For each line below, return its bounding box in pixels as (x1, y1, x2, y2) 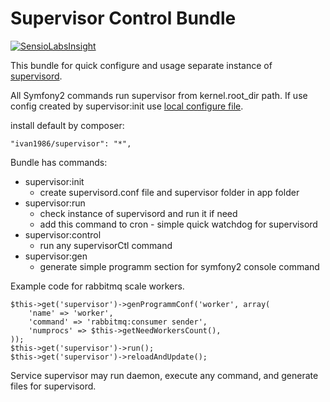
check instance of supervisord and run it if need (39, 207, 238, 219)
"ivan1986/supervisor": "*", (10, 138, 132, 149)
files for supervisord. (10, 380, 97, 392)
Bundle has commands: (10, 156, 108, 168)
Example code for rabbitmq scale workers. (10, 280, 185, 292)
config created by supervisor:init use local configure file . (10, 100, 244, 112)
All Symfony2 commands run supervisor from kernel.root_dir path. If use (10, 89, 308, 101)
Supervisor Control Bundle (10, 7, 237, 30)
